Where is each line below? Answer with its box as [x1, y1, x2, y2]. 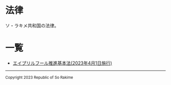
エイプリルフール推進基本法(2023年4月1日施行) [12, 60, 112, 66]
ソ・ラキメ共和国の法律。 [5, 22, 59, 29]
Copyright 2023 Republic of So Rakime [5, 75, 73, 80]
